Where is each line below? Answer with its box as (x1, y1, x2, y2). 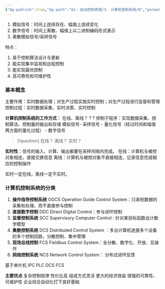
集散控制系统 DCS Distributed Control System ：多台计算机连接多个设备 (12, 227, 157, 233)
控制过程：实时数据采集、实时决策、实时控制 (5, 104, 96, 111)
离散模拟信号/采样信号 (12, 33, 57, 39)
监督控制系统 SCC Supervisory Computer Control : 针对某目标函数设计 (12, 215, 154, 221)
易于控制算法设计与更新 (12, 55, 60, 60)
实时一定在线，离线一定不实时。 (5, 171, 70, 177)
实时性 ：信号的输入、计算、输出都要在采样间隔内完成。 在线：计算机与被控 (5, 148, 157, 154)
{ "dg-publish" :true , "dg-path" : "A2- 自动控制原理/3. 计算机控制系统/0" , (5, 7, 145, 12)
